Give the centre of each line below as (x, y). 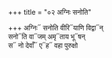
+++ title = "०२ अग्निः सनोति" (50, 12)
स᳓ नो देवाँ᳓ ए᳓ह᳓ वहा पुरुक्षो (43, 45)
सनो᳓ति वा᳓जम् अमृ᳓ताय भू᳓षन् (47, 36)
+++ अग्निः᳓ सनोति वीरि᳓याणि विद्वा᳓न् (56, 28)
